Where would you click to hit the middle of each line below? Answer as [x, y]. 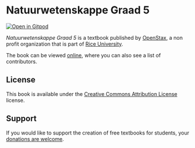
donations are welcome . [35, 139]
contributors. [22, 61]
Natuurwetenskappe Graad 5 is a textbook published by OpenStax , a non [95, 37]
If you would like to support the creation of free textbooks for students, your [97, 133]
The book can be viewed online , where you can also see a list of [83, 55]
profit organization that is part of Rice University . [65, 44]
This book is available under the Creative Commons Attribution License [92, 94]
